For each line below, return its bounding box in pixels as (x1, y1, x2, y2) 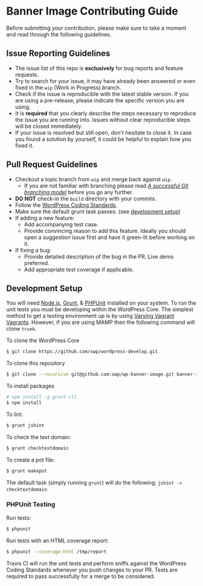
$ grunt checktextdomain (6, 445, 69, 451)
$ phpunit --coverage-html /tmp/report (6, 548, 107, 554)
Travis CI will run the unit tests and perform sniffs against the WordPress (6, 559, 187, 567)
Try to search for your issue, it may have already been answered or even (14, 77, 196, 84)
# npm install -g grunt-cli (6, 394, 77, 400)
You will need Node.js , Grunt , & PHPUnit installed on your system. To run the (6, 299, 196, 307)
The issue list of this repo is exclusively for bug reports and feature (14, 64, 184, 72)
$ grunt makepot (6, 468, 47, 474)
